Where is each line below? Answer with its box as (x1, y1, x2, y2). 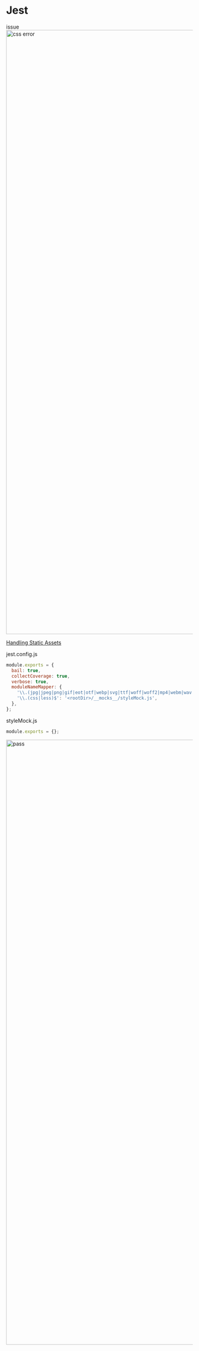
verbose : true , (11, 679, 49, 685)
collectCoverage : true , (11, 673, 70, 679)
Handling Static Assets (6, 639, 62, 646)
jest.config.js (6, 650, 38, 657)
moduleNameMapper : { (11, 684, 62, 690)
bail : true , (11, 667, 41, 673)
